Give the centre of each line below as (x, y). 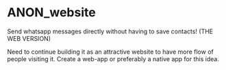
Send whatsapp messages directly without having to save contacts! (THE (110, 31)
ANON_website (51, 13)
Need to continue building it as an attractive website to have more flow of (110, 52)
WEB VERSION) (29, 38)
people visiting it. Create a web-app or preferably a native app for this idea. (113, 58)
